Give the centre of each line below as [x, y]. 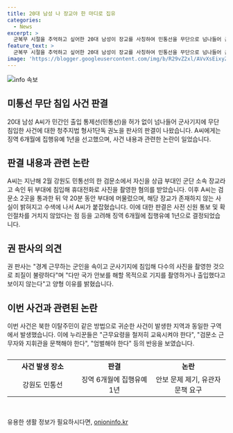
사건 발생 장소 [43, 367]
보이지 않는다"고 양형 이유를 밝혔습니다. [61, 284]
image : [17, 59]
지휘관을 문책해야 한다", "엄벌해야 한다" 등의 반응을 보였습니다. [110, 343]
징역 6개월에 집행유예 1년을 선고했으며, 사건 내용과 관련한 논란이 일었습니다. [109, 139]
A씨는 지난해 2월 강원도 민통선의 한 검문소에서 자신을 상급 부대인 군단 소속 [107, 181]
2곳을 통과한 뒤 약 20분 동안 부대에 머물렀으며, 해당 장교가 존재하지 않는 [117, 198]
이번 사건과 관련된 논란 [53, 308]
